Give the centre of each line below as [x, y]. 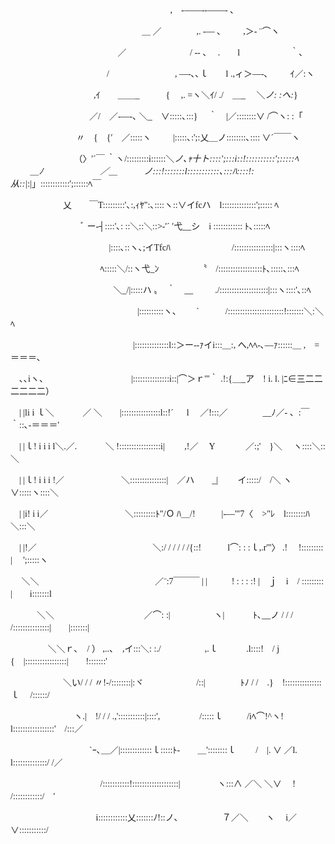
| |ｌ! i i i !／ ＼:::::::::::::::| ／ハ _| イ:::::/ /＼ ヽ [155, 480]
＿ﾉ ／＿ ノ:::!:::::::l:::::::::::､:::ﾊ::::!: [142, 171]
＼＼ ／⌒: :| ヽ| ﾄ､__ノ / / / [165, 615]
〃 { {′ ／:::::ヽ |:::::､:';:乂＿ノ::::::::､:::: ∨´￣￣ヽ [188, 138]
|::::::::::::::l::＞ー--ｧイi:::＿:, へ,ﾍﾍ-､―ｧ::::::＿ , [219, 345]
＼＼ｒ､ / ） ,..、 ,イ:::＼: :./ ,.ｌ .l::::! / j [163, 649]
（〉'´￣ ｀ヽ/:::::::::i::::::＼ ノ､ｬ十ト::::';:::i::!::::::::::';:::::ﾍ [186, 159]
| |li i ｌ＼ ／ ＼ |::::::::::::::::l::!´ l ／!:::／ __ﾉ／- [153, 413]
